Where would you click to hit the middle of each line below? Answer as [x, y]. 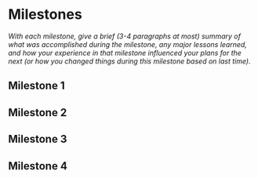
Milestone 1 [36, 86]
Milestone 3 [38, 139]
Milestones [45, 15]
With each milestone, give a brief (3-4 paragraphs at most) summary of [125, 36]
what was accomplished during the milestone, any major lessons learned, [127, 44]
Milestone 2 [38, 113]
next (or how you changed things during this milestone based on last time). [129, 61]
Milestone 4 [38, 166]
